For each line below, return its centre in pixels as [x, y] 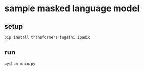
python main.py [20, 64]
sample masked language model [72, 9]
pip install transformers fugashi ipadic [48, 37]
